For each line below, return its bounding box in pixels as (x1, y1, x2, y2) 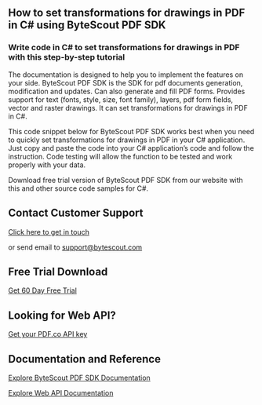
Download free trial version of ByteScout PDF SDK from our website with (8, 175, 243, 184)
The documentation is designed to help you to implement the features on (8, 70, 244, 79)
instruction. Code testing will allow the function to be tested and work (8, 151, 233, 161)
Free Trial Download (8, 265, 108, 278)
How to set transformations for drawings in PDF (8, 6, 246, 20)
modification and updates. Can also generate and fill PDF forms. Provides (8, 86, 246, 96)
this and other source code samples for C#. (8, 184, 149, 193)
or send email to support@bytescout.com (8, 243, 143, 252)
